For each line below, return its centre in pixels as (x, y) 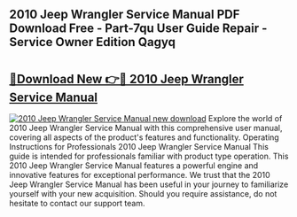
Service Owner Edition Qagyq (92, 42)
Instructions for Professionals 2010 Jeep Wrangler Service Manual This (139, 147)
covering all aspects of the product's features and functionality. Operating (144, 137)
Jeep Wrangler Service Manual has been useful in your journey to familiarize (149, 184)
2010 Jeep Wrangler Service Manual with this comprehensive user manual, (146, 128)
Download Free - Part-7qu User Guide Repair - (138, 29)
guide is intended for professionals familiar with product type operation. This (149, 156)
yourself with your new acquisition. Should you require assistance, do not (143, 194)
